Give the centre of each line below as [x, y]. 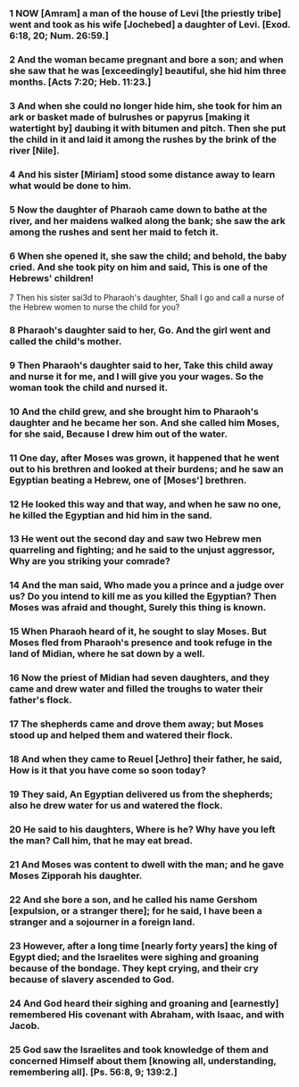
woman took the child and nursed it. [89, 387]
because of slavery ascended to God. [92, 979]
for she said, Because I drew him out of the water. [118, 434]
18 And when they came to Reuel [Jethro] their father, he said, [146, 759]
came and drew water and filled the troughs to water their [136, 689]
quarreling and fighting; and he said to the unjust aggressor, [142, 550]
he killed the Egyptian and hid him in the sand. [111, 515]
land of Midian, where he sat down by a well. [107, 654]
